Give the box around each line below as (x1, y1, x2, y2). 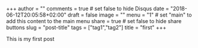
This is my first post (6, 36, 55, 42)
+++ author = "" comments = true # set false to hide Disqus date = (6, 5, 169, 12)
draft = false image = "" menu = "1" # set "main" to (67, 11, 192, 18)
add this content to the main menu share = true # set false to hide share (6, 18, 182, 24)
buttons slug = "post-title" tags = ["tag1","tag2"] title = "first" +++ (6, 24, 166, 31)
